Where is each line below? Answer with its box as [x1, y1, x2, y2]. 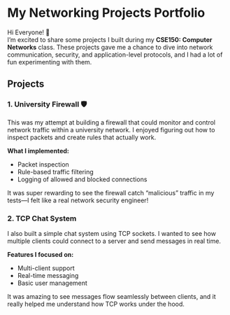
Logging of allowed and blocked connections [17, 175, 148, 183]
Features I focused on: [7, 250, 74, 258]
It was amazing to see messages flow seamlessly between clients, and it [7, 292, 217, 300]
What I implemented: [7, 146, 70, 155]
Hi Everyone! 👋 [7, 28, 50, 36]
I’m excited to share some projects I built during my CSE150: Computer [7, 35, 213, 43]
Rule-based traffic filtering [17, 167, 94, 176]
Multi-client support [17, 264, 75, 272]
